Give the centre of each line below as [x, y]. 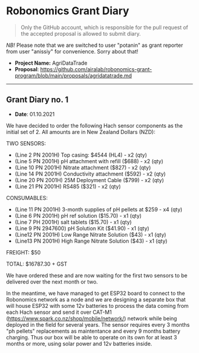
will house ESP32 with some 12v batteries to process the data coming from [97, 306]
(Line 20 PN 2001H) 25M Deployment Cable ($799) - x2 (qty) [89, 180]
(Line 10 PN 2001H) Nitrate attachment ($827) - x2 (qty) [83, 167]
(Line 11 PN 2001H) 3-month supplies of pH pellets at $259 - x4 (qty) [98, 209]
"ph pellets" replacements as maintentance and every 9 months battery [93, 331]
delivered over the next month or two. [52, 282]
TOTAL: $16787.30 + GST [37, 264]
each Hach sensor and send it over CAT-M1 [59, 312]
